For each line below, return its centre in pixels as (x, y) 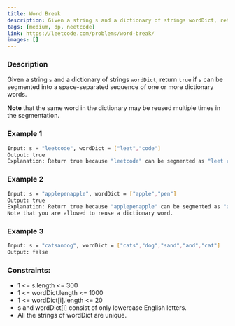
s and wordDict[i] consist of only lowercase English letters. (102, 308)
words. (17, 95)
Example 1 (25, 134)
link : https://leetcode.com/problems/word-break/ (81, 33)
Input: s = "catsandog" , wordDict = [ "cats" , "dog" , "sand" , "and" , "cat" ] (114, 246)
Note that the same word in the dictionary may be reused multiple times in (114, 108)
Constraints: (29, 271)
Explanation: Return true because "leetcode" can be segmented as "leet (115, 161)
